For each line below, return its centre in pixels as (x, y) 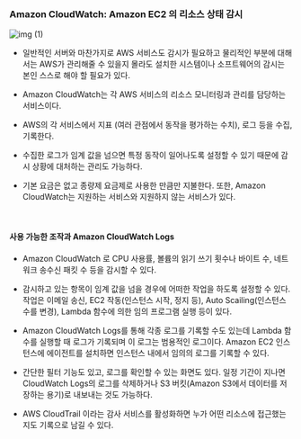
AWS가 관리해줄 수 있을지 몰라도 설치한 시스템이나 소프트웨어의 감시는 (162, 64)
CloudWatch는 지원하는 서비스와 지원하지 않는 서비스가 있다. (129, 197)
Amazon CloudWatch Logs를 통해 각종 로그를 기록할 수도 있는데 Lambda (152, 330)
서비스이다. (42, 106)
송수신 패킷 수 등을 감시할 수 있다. (98, 269)
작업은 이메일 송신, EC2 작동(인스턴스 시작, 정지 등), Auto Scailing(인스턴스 (154, 300)
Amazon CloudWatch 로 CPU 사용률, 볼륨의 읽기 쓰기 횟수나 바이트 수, (147, 258)
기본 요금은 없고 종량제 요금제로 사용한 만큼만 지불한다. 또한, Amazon (144, 185)
